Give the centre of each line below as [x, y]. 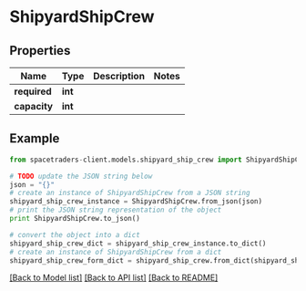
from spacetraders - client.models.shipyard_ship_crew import [126, 160]
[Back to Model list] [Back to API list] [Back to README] [114, 278]
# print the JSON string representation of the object [116, 210]
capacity [33, 106]
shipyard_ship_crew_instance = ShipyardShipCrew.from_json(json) [136, 202]
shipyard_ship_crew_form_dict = [71, 260]
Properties [40, 51]
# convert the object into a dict [75, 234]
